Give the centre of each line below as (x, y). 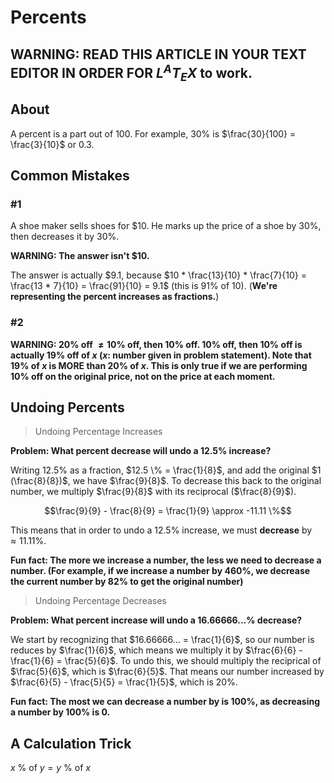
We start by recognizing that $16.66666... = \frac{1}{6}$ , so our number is (162, 640)
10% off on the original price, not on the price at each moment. (143, 376)
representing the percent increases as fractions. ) (115, 297)
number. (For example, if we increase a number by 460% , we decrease (160, 571)
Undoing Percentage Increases (98, 432)
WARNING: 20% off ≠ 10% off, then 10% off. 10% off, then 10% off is (156, 344)
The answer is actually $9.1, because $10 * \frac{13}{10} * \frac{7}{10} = (159, 275)
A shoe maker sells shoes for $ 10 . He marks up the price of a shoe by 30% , (166, 226)
